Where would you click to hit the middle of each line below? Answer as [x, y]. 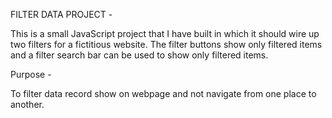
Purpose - [31, 74]
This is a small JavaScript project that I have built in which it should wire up [165, 33]
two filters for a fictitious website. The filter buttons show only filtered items [166, 44]
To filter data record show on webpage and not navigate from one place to [163, 93]
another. [27, 104]
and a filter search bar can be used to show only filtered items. [139, 55]
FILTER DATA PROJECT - [61, 14]
